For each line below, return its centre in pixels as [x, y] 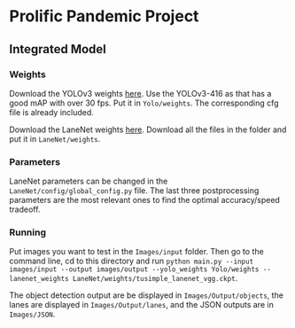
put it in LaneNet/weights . [55, 138]
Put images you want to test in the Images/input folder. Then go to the [136, 252]
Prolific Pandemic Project [104, 16]
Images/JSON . [32, 314]
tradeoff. [25, 209]
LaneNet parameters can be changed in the [89, 181]
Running [28, 232]
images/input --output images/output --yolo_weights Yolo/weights [134, 269]
